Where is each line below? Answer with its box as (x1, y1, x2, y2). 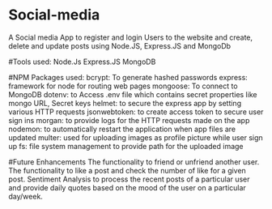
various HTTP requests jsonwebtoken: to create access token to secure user (8, 107, 264, 117)
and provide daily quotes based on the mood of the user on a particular (8, 182, 247, 192)
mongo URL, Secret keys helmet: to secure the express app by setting (8, 98, 241, 108)
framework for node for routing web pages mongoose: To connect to (8, 81, 238, 91)
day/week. (8, 191, 43, 201)
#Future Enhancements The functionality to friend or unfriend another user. (8, 156, 260, 167)
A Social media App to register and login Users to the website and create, (8, 32, 253, 42)
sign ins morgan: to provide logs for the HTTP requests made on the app (8, 115, 250, 125)
